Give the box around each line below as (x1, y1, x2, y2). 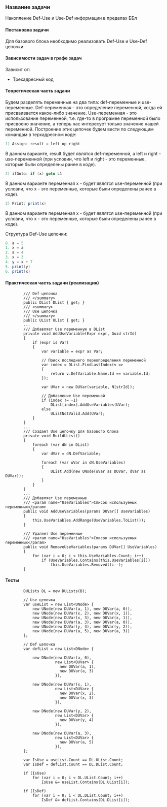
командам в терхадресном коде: (5, 131, 77, 138)
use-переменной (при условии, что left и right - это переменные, (5, 156, 146, 162)
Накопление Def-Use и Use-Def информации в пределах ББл (5, 15, 137, 21)
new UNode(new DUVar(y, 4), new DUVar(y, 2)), (32, 624, 133, 629)
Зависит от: (5, 66, 30, 72)
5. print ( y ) (5, 264, 30, 269)
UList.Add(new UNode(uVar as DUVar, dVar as (50, 469, 146, 474)
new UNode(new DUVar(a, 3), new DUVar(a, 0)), (32, 620, 133, 625)
